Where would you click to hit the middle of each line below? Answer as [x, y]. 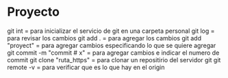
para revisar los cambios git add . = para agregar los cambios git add [104, 38]
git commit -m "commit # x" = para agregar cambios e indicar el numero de [113, 53]
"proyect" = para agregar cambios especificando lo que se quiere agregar [112, 45]
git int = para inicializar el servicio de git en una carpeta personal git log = [111, 31]
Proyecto [34, 12]
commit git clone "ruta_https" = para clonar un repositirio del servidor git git [114, 60]
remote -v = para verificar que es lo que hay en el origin [86, 67]
